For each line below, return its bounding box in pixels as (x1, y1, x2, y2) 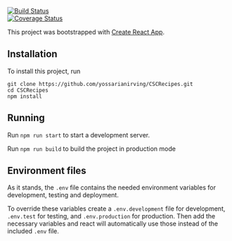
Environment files (7, 165, 86, 177)
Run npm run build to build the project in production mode (7, 144, 176, 153)
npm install (7, 92, 42, 100)
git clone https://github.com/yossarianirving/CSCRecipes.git (7, 80, 193, 87)
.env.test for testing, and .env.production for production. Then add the (7, 212, 216, 221)
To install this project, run (7, 67, 81, 75)
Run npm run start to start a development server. (7, 130, 150, 139)
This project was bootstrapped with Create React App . (7, 28, 165, 36)
